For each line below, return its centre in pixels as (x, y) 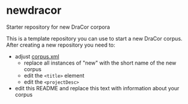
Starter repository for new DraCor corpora (58, 27)
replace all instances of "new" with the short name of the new (100, 63)
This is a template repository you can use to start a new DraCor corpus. (94, 38)
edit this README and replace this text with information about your (97, 88)
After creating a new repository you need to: (61, 45)
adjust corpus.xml (37, 56)
